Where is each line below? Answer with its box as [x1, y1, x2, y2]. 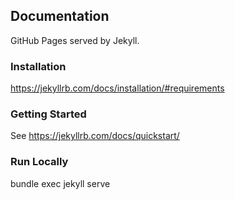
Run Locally [10, 155, 69, 169]
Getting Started [10, 107, 87, 121]
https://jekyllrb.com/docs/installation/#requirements [10, 82, 225, 94]
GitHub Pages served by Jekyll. [10, 34, 140, 46]
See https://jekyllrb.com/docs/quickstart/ [10, 130, 180, 142]
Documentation [10, 8, 110, 25]
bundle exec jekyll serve [10, 177, 111, 189]
